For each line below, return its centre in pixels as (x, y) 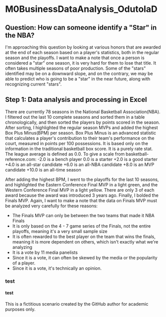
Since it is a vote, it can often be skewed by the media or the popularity (85, 257)
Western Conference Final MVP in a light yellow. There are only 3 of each (80, 190)
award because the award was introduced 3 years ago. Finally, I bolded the (82, 195)
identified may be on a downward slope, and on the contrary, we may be (79, 74)
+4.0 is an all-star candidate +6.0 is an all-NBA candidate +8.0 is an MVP (80, 164)
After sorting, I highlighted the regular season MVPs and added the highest (82, 127)
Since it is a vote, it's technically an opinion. (57, 268)
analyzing (22, 247)
